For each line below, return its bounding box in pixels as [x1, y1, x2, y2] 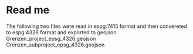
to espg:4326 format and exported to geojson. [6, 28, 118, 35]
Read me [6, 3, 50, 17]
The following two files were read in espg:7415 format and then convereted [6, 23, 188, 30]
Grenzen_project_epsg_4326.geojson [6, 35, 96, 42]
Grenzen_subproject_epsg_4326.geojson [6, 41, 105, 48]
